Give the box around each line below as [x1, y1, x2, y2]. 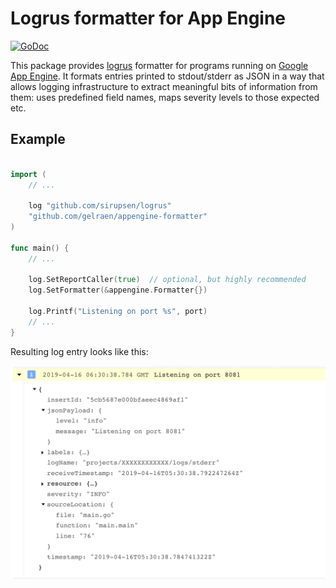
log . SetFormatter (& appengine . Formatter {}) [28, 285, 208, 296]
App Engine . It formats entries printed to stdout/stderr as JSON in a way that [10, 70, 325, 82]
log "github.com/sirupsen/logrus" [28, 201, 172, 211]
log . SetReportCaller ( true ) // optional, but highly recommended [28, 275, 307, 285]
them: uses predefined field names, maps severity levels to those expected [10, 91, 320, 103]
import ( [10, 169, 47, 179]
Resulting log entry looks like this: [10, 345, 149, 357]
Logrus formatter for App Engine [10, 7, 287, 30]
